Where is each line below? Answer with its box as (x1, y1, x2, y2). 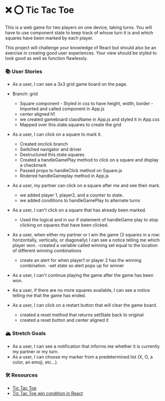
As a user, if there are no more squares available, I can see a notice (12, 287, 150, 293)
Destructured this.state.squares (19, 152, 84, 158)
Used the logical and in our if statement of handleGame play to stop (19, 217, 159, 223)
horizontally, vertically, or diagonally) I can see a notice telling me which (12, 237, 160, 243)
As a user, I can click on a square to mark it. (12, 131, 102, 138)
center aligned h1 (19, 111, 55, 117)
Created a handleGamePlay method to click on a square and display (19, 157, 159, 163)
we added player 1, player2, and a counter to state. (19, 192, 124, 198)
